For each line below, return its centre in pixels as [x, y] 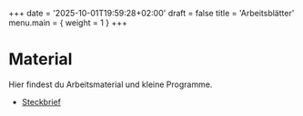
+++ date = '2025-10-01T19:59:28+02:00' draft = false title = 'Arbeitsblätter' [151, 13]
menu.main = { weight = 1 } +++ [68, 23]
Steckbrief [41, 101]
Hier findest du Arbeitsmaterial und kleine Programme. [111, 84]
